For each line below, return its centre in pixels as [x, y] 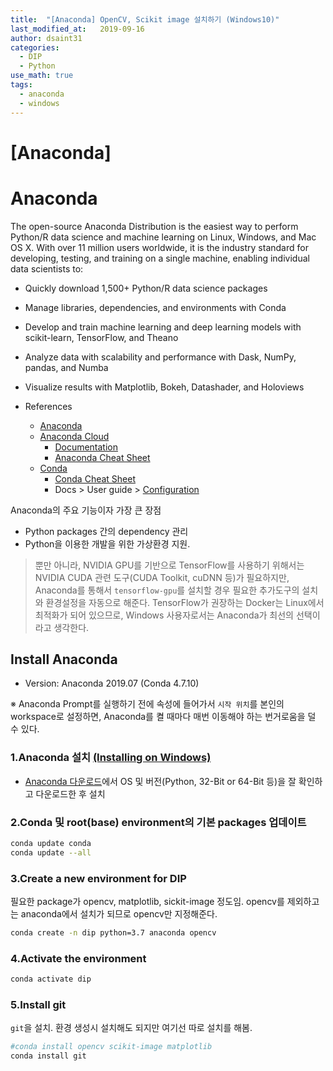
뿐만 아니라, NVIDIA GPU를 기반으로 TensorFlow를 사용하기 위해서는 [169, 565]
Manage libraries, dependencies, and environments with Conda [155, 307]
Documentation [86, 447]
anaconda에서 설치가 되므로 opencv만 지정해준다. [119, 914]
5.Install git [38, 1005]
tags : [21, 85]
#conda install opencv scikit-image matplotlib [111, 1047]
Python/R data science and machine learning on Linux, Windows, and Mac [163, 237]
